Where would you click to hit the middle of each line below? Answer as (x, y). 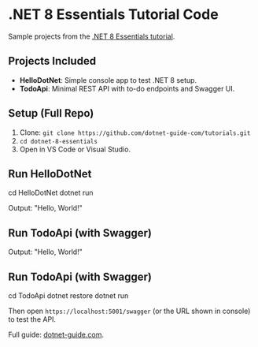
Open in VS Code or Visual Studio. (75, 149)
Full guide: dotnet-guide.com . (56, 334)
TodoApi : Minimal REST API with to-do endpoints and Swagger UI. (127, 88)
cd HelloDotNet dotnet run (51, 193)
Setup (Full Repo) (51, 113)
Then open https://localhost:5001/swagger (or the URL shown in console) (129, 311)
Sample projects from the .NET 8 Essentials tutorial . (92, 36)
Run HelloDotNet (50, 174)
